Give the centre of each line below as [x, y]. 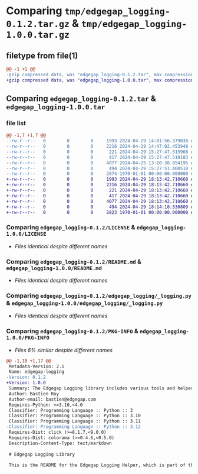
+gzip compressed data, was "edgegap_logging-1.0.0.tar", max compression [100, 80]
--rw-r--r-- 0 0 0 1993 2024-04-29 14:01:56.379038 [97, 141]
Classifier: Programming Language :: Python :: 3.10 [75, 416]
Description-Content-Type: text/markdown [60, 443]
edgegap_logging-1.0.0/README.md [54, 268]
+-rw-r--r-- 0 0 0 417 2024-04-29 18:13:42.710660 [97, 196]
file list [16, 123]
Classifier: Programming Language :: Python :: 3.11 [75, 421]
